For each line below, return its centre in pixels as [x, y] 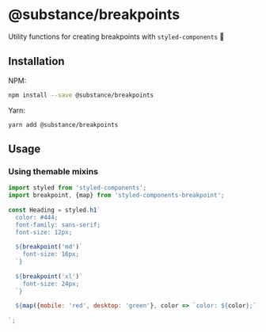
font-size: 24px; [51, 284]
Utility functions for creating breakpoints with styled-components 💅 [116, 36]
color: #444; [37, 217]
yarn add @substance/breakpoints [63, 124]
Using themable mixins [53, 171]
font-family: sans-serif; [58, 225]
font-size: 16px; [51, 254]
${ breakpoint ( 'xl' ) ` [49, 276]
